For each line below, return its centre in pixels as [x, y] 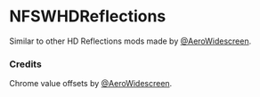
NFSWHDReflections [88, 16]
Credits [25, 64]
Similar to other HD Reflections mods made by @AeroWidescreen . [130, 41]
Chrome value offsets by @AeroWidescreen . [91, 84]
